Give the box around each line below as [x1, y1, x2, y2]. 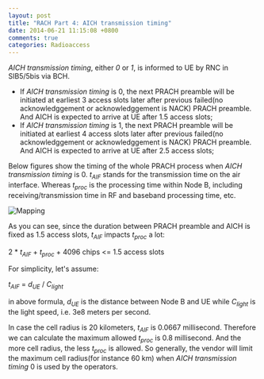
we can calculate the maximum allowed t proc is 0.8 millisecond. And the [8, 333, 242, 344]
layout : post [8, 11, 52, 20]
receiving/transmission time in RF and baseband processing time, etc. [8, 190, 236, 199]
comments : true [8, 33, 59, 42]
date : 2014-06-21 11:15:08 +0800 [8, 26, 119, 34]
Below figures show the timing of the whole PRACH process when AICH [8, 161, 243, 171]
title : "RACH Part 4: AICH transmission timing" [8, 19, 172, 27]
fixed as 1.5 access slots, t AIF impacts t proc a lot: [8, 230, 165, 241]
